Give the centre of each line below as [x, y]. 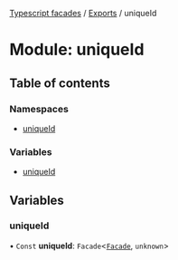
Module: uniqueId [77, 50]
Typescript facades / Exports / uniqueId [83, 13]
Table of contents [60, 83]
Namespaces [39, 109]
